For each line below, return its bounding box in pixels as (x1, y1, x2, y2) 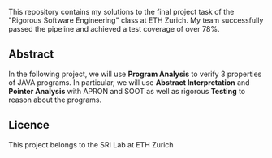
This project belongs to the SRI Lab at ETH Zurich (8, 139, 174, 149)
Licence (8, 118, 50, 132)
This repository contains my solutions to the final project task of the (8, 7, 235, 16)
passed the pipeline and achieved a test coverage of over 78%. (8, 24, 220, 33)
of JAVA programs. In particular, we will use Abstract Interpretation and (8, 77, 250, 88)
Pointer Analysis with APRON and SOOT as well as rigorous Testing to (8, 86, 246, 96)
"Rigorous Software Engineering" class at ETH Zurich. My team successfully (8, 15, 264, 25)
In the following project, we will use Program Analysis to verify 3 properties (8, 69, 262, 79)
